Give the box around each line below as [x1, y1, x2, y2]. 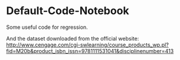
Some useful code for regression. [6, 24, 88, 31]
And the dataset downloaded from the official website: [6, 35, 140, 42]
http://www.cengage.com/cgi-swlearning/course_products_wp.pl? [6, 41, 169, 48]
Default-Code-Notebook [6, 4, 130, 18]
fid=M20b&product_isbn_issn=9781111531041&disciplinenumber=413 [6, 47, 174, 54]
